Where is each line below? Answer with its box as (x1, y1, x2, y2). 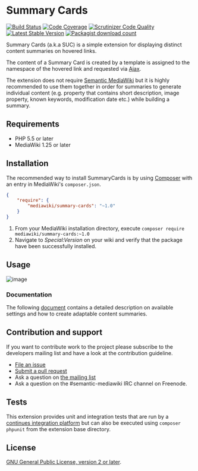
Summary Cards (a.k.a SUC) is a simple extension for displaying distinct (6, 41, 183, 48)
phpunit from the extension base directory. (6, 425, 111, 432)
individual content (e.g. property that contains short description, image (6, 89, 180, 96)
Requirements (6, 119, 59, 129)
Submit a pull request (14, 367, 67, 374)
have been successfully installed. (14, 242, 97, 249)
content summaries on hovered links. (6, 47, 97, 54)
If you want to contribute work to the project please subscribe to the (6, 343, 174, 350)
